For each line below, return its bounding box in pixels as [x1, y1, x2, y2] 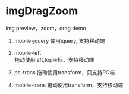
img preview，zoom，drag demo [5, 24, 87, 32]
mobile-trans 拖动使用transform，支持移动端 [14, 82, 124, 89]
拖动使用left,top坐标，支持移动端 [14, 56, 95, 63]
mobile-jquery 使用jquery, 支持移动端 [14, 37, 105, 44]
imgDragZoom [5, 4, 78, 18]
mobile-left [14, 49, 42, 56]
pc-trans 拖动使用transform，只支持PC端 [14, 68, 115, 76]
